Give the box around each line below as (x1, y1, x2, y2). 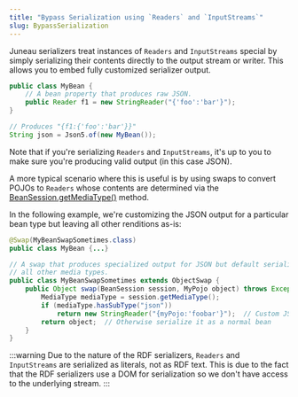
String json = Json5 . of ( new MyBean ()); (9, 130, 157, 139)
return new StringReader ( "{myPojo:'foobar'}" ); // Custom (56, 309, 279, 318)
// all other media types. (9, 268, 109, 277)
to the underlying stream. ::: (9, 378, 111, 389)
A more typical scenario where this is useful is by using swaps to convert (9, 173, 277, 183)
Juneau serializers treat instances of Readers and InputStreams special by (9, 45, 278, 56)
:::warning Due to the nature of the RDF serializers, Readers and (9, 350, 240, 361)
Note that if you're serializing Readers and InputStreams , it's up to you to (9, 146, 272, 157)
